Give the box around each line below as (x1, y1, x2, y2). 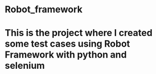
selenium (5, 60, 45, 71)
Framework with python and (5, 49, 127, 61)
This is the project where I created (5, 27, 153, 39)
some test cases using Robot (5, 38, 130, 50)
